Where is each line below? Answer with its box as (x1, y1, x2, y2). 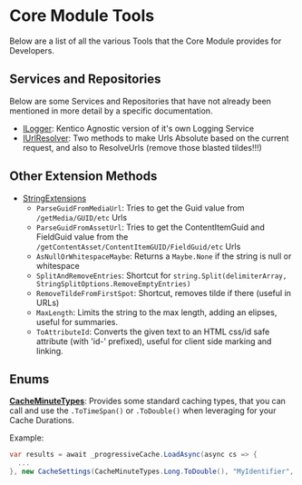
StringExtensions (22, 193, 87, 203)
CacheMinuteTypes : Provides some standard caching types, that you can (9, 396, 286, 407)
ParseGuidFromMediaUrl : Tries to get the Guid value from (35, 202, 245, 213)
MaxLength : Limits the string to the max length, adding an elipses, (35, 306, 278, 318)
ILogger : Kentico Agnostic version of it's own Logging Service (22, 123, 255, 134)
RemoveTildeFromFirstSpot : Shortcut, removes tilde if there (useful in (35, 287, 292, 298)
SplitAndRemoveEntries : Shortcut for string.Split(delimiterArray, (35, 270, 287, 281)
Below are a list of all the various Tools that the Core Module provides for (9, 35, 282, 46)
